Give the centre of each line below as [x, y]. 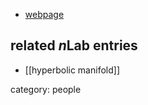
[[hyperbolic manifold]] [72, 70]
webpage [44, 14]
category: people [46, 89]
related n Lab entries [74, 45]
